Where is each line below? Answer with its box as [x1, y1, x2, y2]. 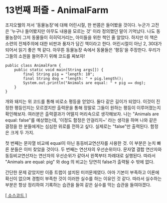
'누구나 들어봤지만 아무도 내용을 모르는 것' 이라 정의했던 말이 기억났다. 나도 [10, 28, 156, 34]
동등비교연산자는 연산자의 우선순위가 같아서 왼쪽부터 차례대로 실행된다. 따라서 [5, 152, 156, 158]
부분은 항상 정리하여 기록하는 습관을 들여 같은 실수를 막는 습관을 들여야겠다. [5, 182, 152, 188]
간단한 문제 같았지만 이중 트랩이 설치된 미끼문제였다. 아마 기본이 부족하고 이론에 [5, 169, 160, 175]
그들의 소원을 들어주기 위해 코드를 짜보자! [5, 53, 85, 59]
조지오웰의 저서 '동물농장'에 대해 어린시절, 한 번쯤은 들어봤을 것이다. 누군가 [5, 22, 151, 28]
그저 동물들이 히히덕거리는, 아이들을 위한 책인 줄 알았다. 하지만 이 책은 [22, 34, 158, 40]
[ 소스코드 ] [5, 192, 27, 198]
